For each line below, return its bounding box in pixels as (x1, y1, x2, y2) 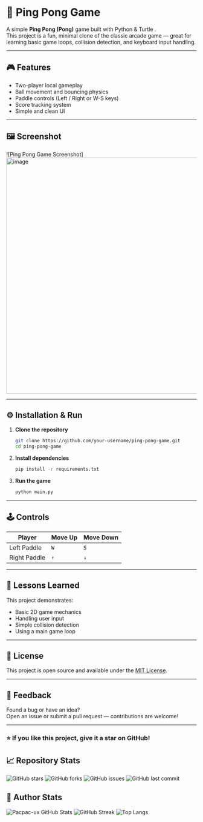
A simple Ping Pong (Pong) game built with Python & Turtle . (6, 25, 156, 33)
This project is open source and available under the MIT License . (6, 667, 168, 674)
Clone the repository (14, 426, 68, 433)
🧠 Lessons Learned (6, 581, 80, 591)
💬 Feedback (6, 690, 51, 700)
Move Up (51, 533, 78, 542)
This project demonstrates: (6, 596, 74, 604)
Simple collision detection (14, 621, 80, 628)
